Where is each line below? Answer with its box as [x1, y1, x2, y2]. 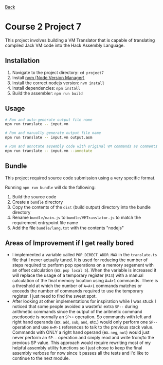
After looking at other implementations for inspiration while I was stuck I [12, 298, 156, 304]
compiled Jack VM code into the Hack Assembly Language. [5, 42, 125, 48]
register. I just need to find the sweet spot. [12, 293, 97, 299]
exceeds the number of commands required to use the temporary [12, 288, 144, 294]
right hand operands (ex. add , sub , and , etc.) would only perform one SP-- [12, 319, 158, 325]
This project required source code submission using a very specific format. [5, 175, 156, 181]
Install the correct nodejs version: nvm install [12, 80, 105, 86]
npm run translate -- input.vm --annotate [5, 148, 92, 153]
